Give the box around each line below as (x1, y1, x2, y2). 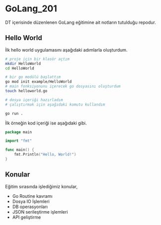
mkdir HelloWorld (5, 61, 41, 66)
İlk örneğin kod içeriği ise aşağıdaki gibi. (5, 120, 87, 126)
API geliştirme (12, 214, 41, 220)
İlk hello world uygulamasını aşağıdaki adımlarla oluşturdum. (5, 47, 128, 53)
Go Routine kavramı (12, 193, 53, 199)
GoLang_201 (5, 3, 57, 14)
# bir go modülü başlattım (5, 75, 61, 80)
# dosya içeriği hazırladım (5, 97, 63, 102)
